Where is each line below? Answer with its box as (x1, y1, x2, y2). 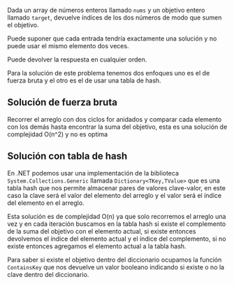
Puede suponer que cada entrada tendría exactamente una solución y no (7, 34, 217, 43)
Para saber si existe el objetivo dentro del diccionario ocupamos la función (7, 255, 222, 264)
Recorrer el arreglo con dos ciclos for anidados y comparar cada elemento (7, 115, 222, 123)
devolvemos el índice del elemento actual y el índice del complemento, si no (7, 234, 226, 243)
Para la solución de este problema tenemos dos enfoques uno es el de (7, 69, 210, 77)
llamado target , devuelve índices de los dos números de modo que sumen (7, 13, 222, 22)
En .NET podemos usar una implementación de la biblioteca (7, 169, 180, 177)
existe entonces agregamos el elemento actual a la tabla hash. (7, 241, 187, 250)
